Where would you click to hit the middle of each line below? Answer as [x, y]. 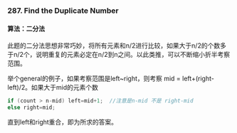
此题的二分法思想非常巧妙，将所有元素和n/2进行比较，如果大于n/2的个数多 [117, 46]
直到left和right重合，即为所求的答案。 [63, 122]
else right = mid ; [31, 107]
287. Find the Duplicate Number [63, 11]
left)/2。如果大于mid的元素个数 [53, 87]
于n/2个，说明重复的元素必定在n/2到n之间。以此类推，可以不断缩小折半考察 [118, 55]
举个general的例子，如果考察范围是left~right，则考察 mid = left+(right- [111, 79]
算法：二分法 [26, 28]
